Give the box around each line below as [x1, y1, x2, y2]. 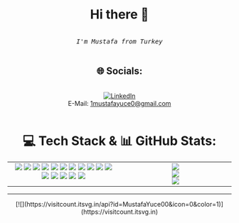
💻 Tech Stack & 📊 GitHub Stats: [22, 133, 217, 148]
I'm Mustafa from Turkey [76, 37, 163, 45]
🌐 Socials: [96, 65, 143, 77]
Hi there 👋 [90, 6, 149, 23]
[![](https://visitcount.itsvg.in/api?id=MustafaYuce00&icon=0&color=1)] [15, 200, 224, 208]
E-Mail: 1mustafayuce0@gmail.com [68, 99, 171, 107]
